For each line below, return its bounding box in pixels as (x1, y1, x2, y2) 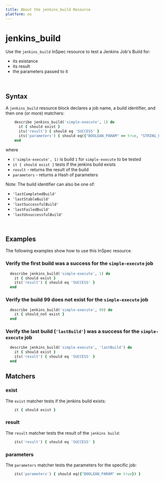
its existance (12, 58, 38, 64)
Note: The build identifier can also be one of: (5, 181, 95, 187)
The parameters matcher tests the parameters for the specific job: (5, 462, 137, 468)
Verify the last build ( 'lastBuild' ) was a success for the (5, 328, 140, 335)
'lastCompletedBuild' (12, 191, 56, 197)
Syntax (5, 92, 28, 100)
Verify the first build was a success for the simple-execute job (5, 260, 154, 267)
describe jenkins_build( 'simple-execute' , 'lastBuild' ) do (10, 345, 132, 350)
